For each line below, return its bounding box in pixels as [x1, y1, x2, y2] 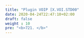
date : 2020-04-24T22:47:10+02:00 [5, 12, 75, 17]
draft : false [5, 16, 32, 21]
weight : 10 [5, 21, 30, 26]
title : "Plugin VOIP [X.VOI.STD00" [5, 7, 79, 12]
